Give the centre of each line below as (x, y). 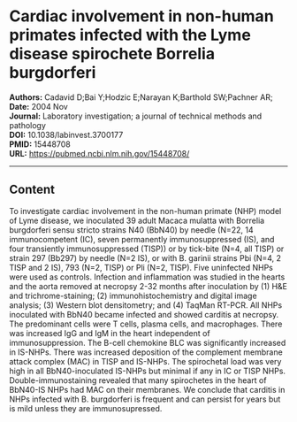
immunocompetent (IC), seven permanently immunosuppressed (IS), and (142, 239)
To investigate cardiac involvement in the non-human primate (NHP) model (145, 211)
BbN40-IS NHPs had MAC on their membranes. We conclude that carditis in (147, 389)
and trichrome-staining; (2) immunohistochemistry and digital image (133, 295)
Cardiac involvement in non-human (141, 16)
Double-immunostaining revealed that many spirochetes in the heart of (138, 380)
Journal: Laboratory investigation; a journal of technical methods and (136, 116)
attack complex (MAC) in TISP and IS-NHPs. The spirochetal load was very (145, 361)
